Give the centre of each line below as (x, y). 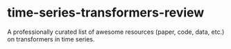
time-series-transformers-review (106, 13)
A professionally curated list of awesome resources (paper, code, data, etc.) (116, 32)
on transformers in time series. (51, 39)
